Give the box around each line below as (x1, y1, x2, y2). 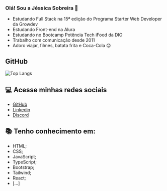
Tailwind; (12, 169, 32, 175)
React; (12, 175, 26, 181)
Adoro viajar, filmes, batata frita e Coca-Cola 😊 (12, 43, 111, 49)
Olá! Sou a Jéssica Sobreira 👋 (5, 5, 78, 12)
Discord (12, 112, 29, 118)
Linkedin (12, 106, 31, 112)
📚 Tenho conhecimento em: (5, 127, 96, 136)
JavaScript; (12, 153, 37, 159)
